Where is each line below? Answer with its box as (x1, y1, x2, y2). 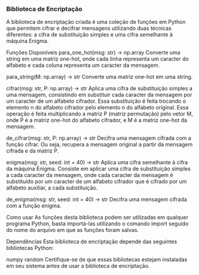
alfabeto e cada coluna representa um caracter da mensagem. (6, 62, 160, 69)
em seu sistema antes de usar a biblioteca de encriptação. (6, 262, 150, 270)
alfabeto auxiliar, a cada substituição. (6, 184, 98, 191)
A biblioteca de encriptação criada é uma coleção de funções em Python (6, 19, 186, 26)
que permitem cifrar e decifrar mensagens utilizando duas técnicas (6, 25, 172, 32)
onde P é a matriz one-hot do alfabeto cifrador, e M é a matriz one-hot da (6, 117, 187, 124)
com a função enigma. (6, 202, 62, 209)
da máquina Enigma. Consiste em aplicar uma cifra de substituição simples (6, 165, 191, 172)
